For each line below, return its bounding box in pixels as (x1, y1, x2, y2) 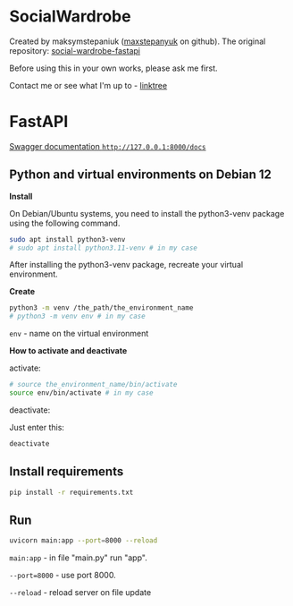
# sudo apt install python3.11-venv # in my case (9, 243, 198, 252)
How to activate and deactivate (9, 346, 128, 356)
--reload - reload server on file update (9, 587, 152, 598)
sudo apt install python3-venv (9, 235, 126, 243)
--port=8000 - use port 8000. (9, 570, 116, 581)
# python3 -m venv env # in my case (9, 312, 146, 321)
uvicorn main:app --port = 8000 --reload (9, 536, 158, 545)
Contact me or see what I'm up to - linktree (9, 80, 168, 90)
